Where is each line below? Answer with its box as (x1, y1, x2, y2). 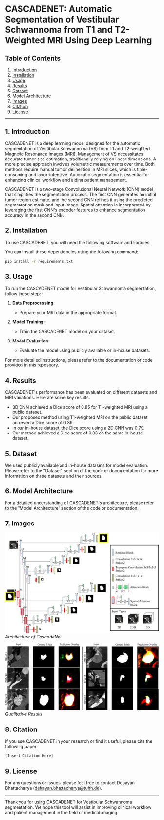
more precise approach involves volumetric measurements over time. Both (5, 161, 155, 167)
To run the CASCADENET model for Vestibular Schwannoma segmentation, (5, 285, 156, 292)
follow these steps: (5, 291, 43, 296)
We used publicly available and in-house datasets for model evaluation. (5, 462, 149, 468)
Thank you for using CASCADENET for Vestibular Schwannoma (5, 799, 132, 805)
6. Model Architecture (5, 487, 73, 495)
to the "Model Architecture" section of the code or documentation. (5, 505, 139, 511)
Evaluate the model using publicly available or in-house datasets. (19, 347, 150, 353)
